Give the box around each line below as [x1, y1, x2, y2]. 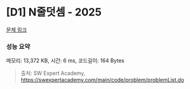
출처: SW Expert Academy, [20, 69, 85, 77]
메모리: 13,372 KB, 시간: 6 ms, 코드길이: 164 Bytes [6, 57, 125, 64]
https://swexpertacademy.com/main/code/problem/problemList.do [20, 77, 185, 84]
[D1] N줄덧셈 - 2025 [6, 5, 102, 19]
